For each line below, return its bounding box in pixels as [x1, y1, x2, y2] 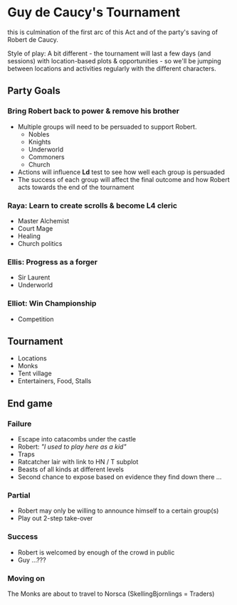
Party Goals [7, 85, 60, 97]
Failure [7, 419, 32, 429]
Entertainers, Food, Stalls [17, 377, 92, 385]
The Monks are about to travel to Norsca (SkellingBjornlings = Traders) [7, 589, 215, 598]
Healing [17, 232, 41, 240]
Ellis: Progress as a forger [7, 257, 98, 267]
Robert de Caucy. [7, 35, 58, 43]
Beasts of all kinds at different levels [17, 465, 125, 473]
